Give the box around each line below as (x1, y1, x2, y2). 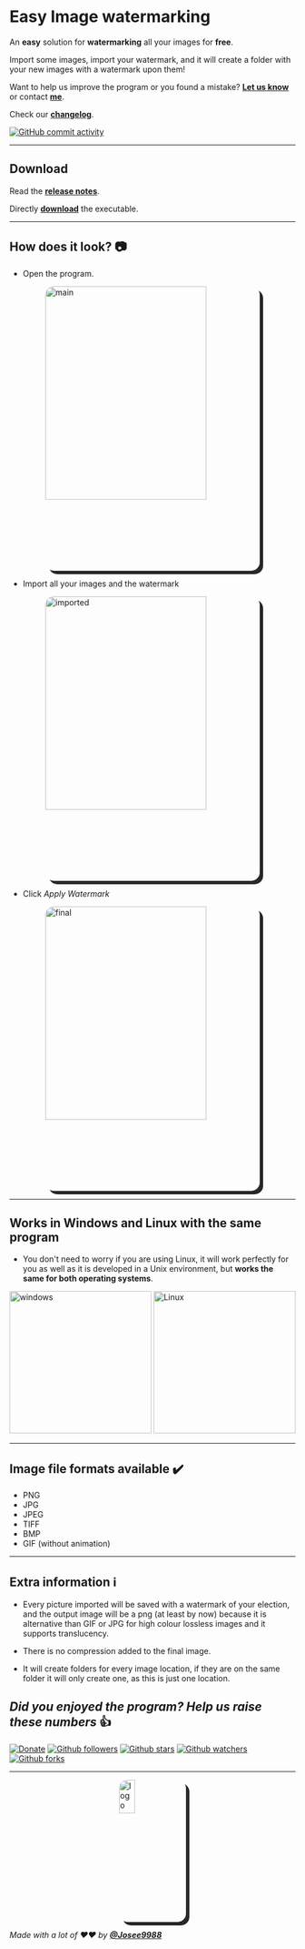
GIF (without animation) (22, 1538, 111, 1549)
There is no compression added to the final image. (22, 1646, 212, 1656)
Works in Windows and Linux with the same (9, 1215, 261, 1231)
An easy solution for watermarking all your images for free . (9, 36, 234, 47)
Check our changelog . (9, 108, 94, 119)
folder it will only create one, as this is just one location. (22, 1673, 231, 1683)
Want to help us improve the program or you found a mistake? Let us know (9, 81, 290, 92)
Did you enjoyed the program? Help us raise (9, 1700, 262, 1715)
